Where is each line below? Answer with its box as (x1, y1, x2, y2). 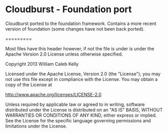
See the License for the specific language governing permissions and (5, 117, 151, 123)
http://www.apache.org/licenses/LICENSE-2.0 (5, 91, 102, 97)
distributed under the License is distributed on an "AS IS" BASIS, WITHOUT (5, 107, 163, 113)
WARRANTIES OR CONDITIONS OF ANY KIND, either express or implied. (5, 112, 157, 118)
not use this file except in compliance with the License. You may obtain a (5, 76, 158, 82)
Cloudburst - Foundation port (5, 4, 132, 15)
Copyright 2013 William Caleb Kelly (5, 61, 79, 67)
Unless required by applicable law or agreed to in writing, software (5, 101, 145, 108)
